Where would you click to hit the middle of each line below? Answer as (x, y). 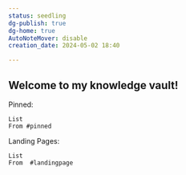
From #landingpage (41, 163)
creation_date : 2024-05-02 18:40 (64, 46)
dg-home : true (32, 31)
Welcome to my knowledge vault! (93, 85)
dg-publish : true (37, 23)
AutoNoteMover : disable (48, 38)
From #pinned (30, 126)
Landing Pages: (34, 140)
